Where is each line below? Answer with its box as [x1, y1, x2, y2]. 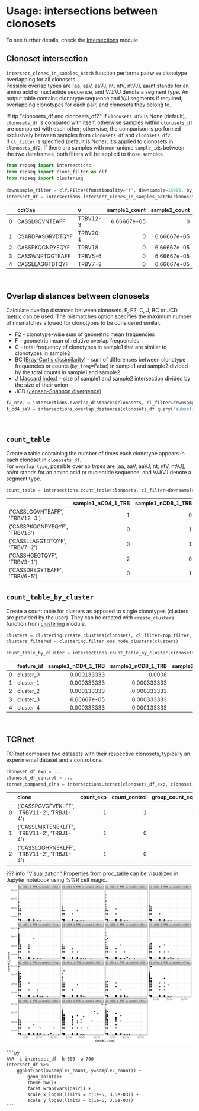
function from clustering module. [6, 620, 86, 627]
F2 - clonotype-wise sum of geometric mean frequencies [14, 331, 155, 338]
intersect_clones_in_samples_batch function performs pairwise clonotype [6, 69, 188, 77]
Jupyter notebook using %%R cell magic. [6, 876, 108, 883]
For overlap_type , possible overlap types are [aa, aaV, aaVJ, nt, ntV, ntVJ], [6, 462, 186, 470]
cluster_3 [17, 696, 40, 703]
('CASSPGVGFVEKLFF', [17, 802, 75, 809]
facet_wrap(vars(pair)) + [27, 1085, 92, 1091]
